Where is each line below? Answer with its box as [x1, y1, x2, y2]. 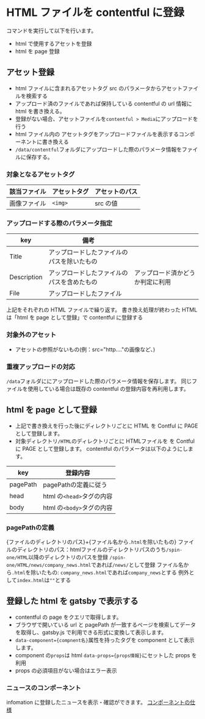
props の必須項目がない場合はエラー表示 [15, 666, 117, 674]
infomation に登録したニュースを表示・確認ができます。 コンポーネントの [6, 699, 190, 706]
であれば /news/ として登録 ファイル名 [90, 561, 184, 569]
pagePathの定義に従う [42, 480, 107, 489]
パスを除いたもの [48, 257, 98, 266]
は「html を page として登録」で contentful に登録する [6, 314, 143, 321]
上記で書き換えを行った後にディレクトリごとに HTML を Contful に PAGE [15, 422, 198, 429]
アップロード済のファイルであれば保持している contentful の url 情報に [15, 100, 192, 107]
